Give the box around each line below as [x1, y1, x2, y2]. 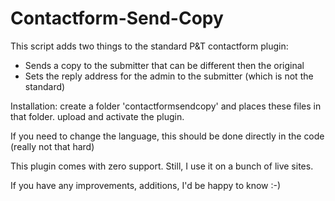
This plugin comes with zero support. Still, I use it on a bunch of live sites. [10, 160, 314, 172]
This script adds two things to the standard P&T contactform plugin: [10, 40, 289, 52]
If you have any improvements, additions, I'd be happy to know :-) [10, 179, 282, 191]
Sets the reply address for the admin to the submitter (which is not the [24, 70, 314, 82]
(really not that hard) [10, 140, 95, 152]
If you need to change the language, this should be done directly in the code [10, 130, 325, 142]
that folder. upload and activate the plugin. [10, 110, 185, 122]
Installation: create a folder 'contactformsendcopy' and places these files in [10, 100, 322, 112]
